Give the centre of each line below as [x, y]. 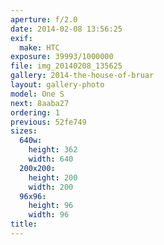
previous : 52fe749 [48, 122]
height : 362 [53, 150]
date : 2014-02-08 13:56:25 [66, 29]
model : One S [37, 94]
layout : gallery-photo [57, 85]
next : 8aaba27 [40, 103]
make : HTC [39, 47]
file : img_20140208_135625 [66, 66]
